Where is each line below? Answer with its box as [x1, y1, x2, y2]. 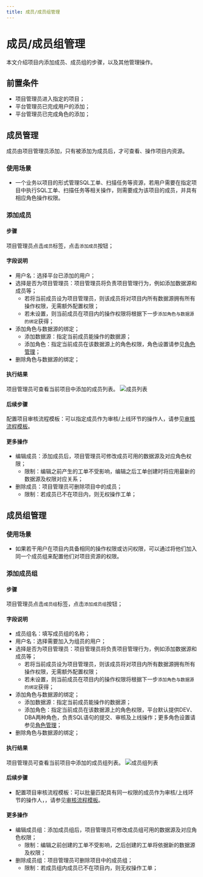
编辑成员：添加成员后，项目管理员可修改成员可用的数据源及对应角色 [15, 452, 187, 460]
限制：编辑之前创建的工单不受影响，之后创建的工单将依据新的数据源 [24, 842, 196, 849]
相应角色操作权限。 [15, 194, 64, 202]
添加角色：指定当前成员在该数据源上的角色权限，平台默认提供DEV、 [24, 706, 196, 714]
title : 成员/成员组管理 [6, 9, 60, 15]
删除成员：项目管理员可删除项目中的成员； [15, 483, 123, 491]
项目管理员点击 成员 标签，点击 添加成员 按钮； [6, 242, 114, 249]
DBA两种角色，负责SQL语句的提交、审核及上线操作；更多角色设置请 [24, 714, 196, 721]
